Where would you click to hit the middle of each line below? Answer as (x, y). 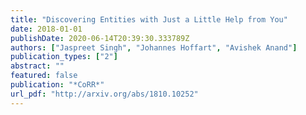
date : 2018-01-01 (46, 29)
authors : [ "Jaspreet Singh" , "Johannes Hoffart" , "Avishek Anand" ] (154, 47)
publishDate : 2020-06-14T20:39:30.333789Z (100, 38)
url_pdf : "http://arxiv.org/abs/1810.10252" (104, 94)
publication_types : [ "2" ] (64, 57)
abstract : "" (37, 66)
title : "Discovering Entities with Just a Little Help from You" (149, 19)
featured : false (44, 76)
